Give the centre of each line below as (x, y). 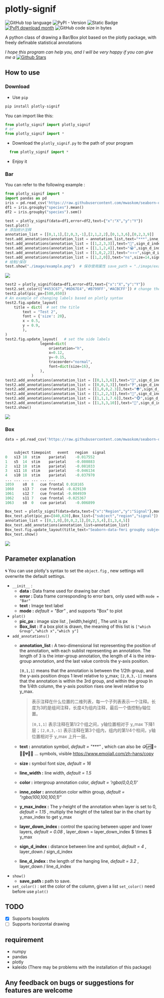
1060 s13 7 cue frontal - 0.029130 (46, 489)
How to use (22, 73)
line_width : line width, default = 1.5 (55, 773)
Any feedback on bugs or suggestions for (70, 983)
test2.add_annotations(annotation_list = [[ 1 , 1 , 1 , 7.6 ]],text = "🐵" (74, 399)
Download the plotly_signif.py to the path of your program (72, 143)
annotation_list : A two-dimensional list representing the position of (88, 645)
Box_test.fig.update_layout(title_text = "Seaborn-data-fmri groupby (75, 530)
